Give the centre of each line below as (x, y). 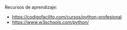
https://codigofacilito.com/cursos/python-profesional (67, 17)
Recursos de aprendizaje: (31, 7)
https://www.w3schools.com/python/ (50, 22)
